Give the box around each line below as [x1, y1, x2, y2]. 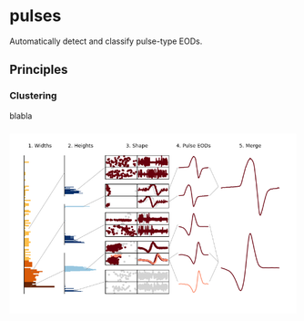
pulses [9, 5, 62, 26]
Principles [9, 62, 68, 78]
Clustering [9, 89, 57, 102]
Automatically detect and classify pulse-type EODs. [9, 36, 203, 47]
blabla [9, 110, 33, 121]
